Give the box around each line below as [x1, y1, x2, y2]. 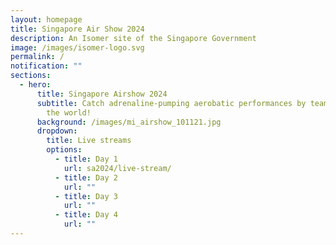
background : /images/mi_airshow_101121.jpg [36, 117, 222, 127]
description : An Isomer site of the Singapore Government [10, 33, 257, 43]
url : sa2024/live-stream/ [63, 163, 172, 173]
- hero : [19, 80, 52, 90]
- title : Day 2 [54, 172, 118, 183]
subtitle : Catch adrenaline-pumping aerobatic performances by [36, 98, 307, 108]
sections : [10, 71, 52, 81]
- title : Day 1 [54, 154, 118, 164]
